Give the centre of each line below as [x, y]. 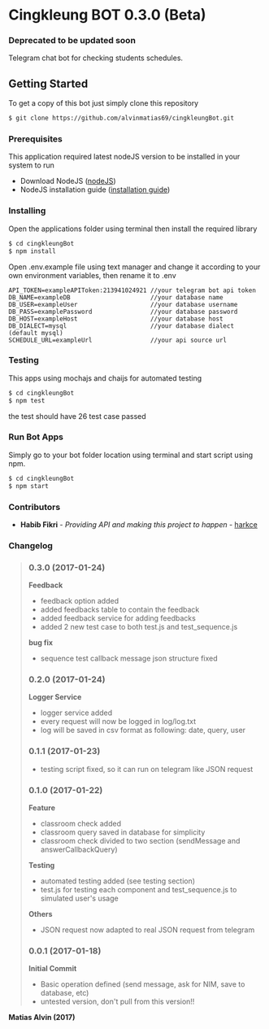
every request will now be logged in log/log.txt [118, 722]
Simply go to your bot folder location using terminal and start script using [131, 455]
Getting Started [48, 83]
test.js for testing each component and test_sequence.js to [139, 890]
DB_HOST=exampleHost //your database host [116, 319]
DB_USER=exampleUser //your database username [123, 304]
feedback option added [80, 601]
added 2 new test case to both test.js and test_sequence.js [139, 627]
